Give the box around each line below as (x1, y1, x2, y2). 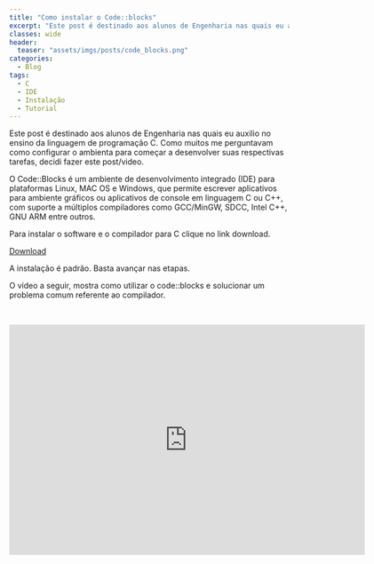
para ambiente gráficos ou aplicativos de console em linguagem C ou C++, (9, 193, 284, 203)
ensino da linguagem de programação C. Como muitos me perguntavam (9, 138, 274, 148)
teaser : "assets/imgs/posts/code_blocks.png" (17, 46, 189, 55)
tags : (9, 71, 29, 80)
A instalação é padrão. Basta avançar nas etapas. (9, 263, 191, 274)
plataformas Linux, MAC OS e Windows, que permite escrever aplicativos (9, 183, 277, 194)
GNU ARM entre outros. (9, 211, 96, 222)
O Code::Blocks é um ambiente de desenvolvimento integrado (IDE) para (9, 174, 275, 185)
